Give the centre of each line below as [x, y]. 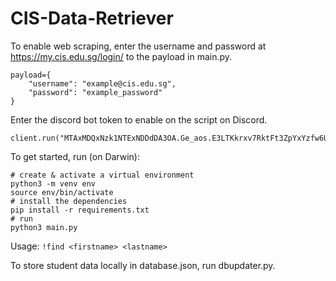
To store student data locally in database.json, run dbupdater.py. [143, 265]
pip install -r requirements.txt [80, 210]
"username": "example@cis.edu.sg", [102, 83]
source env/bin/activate [62, 192]
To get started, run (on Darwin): [75, 156]
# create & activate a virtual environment [102, 175]
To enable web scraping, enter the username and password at [138, 46]
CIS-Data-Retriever [92, 18]
